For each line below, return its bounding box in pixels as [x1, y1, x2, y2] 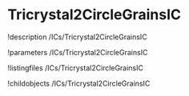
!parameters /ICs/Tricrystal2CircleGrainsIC [7, 47, 148, 57]
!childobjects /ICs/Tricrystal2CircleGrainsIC [7, 78, 151, 88]
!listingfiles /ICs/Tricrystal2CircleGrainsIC [7, 62, 143, 73]
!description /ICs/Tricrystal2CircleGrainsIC [7, 32, 147, 42]
